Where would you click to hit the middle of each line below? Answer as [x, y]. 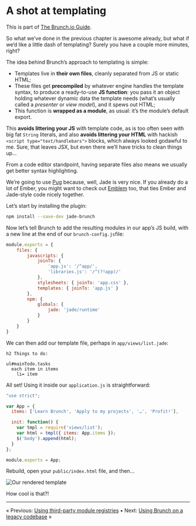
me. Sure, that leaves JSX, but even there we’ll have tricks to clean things [94, 147]
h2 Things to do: [27, 353]
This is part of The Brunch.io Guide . [49, 27]
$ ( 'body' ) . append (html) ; [47, 438]
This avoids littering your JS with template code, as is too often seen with [95, 128]
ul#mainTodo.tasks [28, 364]
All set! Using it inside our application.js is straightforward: [78, 385]
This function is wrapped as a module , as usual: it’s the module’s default [101, 111]
